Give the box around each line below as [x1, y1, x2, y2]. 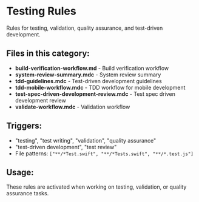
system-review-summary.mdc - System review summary [15, 71, 161, 78]
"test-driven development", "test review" [15, 143, 117, 150]
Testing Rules [6, 4, 77, 18]
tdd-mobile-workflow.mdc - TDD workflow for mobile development [15, 84, 186, 91]
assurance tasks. [6, 190, 49, 197]
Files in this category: [6, 49, 90, 59]
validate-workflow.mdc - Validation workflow [15, 103, 130, 110]
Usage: [6, 167, 35, 177]
